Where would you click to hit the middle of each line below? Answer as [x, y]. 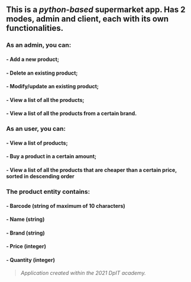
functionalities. [35, 28]
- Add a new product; [33, 59]
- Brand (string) [26, 233]
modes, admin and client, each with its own [88, 19]
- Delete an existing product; [42, 73]
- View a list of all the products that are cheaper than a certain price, [92, 170]
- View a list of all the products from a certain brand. [72, 113]
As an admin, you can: [39, 45]
